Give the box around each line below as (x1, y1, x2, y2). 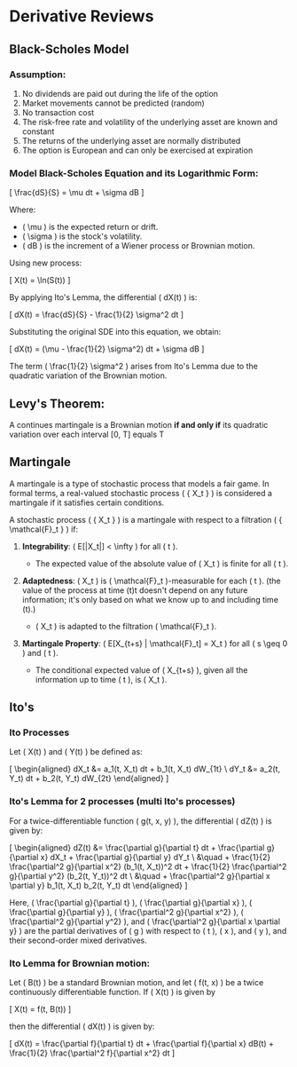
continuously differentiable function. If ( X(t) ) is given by (9, 987, 215, 998)
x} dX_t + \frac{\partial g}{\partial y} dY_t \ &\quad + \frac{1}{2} (40, 851, 271, 862)
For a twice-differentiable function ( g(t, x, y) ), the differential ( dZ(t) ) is (9, 815, 272, 826)
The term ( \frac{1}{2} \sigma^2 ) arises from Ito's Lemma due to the (9, 361, 259, 372)
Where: (9, 204, 36, 215)
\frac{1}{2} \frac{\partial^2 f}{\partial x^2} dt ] (9, 1047, 176, 1058)
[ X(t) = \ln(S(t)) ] (9, 275, 71, 286)
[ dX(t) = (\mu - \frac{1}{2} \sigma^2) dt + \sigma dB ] (9, 344, 205, 354)
